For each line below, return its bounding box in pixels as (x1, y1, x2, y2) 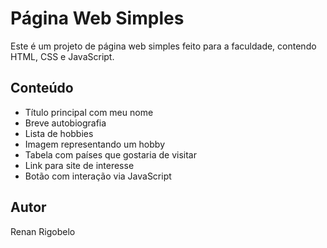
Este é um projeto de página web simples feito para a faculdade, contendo (10, 40, 317, 52)
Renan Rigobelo (10, 225, 76, 237)
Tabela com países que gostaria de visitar (24, 148, 197, 161)
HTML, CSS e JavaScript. (10, 50, 115, 62)
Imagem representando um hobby (24, 138, 166, 150)
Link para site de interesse (24, 159, 135, 171)
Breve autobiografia (24, 117, 107, 129)
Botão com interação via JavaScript (24, 170, 172, 182)
